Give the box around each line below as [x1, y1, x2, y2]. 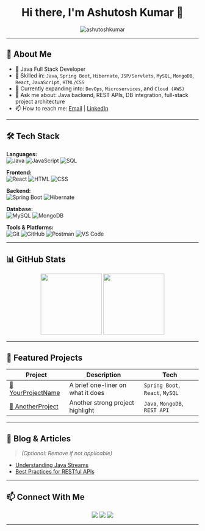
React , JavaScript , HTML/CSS [15, 78, 85, 85]
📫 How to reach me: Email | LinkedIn [15, 104, 109, 112]
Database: [6, 205, 34, 212]
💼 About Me [6, 49, 52, 60]
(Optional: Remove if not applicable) [21, 450, 113, 457]
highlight [69, 406, 95, 414]
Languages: [6, 150, 38, 157]
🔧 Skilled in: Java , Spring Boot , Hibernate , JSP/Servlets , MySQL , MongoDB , [15, 71, 194, 79]
